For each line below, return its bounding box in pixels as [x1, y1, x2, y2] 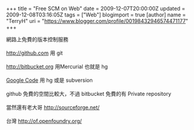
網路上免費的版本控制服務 [6, 36, 69, 43]
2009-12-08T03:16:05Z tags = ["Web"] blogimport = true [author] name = [6, 11, 186, 18]
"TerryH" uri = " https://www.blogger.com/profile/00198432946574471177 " [6, 18, 188, 24]
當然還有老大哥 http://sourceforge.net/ [6, 104, 100, 111]
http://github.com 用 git [6, 49, 63, 56]
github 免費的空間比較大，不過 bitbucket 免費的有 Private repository [6, 91, 172, 97]
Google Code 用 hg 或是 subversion [6, 76, 93, 84]
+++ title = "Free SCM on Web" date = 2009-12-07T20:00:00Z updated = [6, 5, 185, 12]
